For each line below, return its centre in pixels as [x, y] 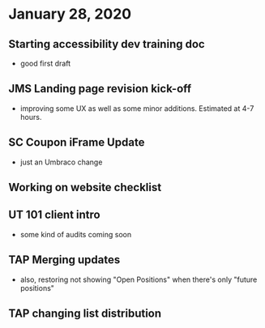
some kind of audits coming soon [76, 234]
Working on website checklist [85, 187]
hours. [31, 117]
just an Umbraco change [61, 162]
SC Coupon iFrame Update [77, 143]
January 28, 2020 [70, 14]
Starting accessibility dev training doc [107, 44]
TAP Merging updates [64, 260]
